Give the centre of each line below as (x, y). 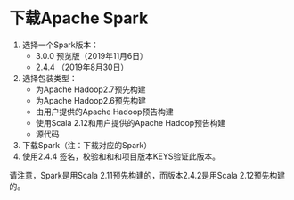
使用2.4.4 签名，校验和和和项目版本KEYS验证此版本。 (121, 156)
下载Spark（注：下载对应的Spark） (87, 145)
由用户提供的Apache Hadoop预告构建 (104, 112)
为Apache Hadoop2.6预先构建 (91, 100)
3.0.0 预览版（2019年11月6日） (92, 55)
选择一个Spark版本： (61, 45)
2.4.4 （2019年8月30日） (82, 67)
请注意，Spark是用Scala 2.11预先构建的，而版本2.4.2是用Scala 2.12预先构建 (147, 175)
